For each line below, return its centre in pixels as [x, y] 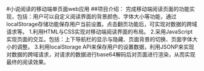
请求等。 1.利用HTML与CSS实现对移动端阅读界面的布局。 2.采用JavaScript [100, 32]
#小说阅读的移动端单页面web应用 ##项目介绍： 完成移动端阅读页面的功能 [98, 9]
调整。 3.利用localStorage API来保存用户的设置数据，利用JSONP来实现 [105, 47]
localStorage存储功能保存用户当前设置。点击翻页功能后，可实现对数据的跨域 [102, 24]
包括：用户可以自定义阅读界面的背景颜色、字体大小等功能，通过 [97, 16]
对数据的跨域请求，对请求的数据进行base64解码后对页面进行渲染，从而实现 [101, 54]
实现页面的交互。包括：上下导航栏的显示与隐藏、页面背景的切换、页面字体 [99, 39]
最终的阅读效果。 [28, 62]
